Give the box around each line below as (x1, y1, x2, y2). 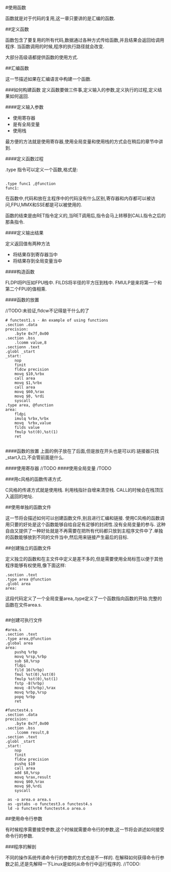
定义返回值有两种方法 (5, 240, 50, 247)
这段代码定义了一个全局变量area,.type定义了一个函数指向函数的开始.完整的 (5, 595, 162, 601)
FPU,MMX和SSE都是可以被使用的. (11, 202, 83, 208)
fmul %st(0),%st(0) (14, 672, 56, 677)
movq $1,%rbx (14, 380, 42, 385)
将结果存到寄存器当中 (12, 252, 58, 257)
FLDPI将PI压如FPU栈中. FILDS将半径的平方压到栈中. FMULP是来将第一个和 (5, 280, 162, 285)
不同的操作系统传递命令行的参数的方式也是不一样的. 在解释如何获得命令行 (5, 855, 160, 860)
